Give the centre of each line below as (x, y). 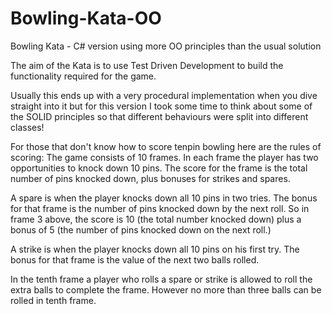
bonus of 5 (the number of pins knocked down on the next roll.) (141, 229)
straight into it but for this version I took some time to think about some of (161, 106)
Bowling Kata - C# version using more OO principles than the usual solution (166, 46)
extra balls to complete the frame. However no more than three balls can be (166, 289)
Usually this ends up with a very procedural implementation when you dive (164, 95)
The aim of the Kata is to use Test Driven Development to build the (147, 65)
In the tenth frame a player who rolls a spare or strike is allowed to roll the (161, 279)
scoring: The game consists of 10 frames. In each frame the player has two (164, 157)
